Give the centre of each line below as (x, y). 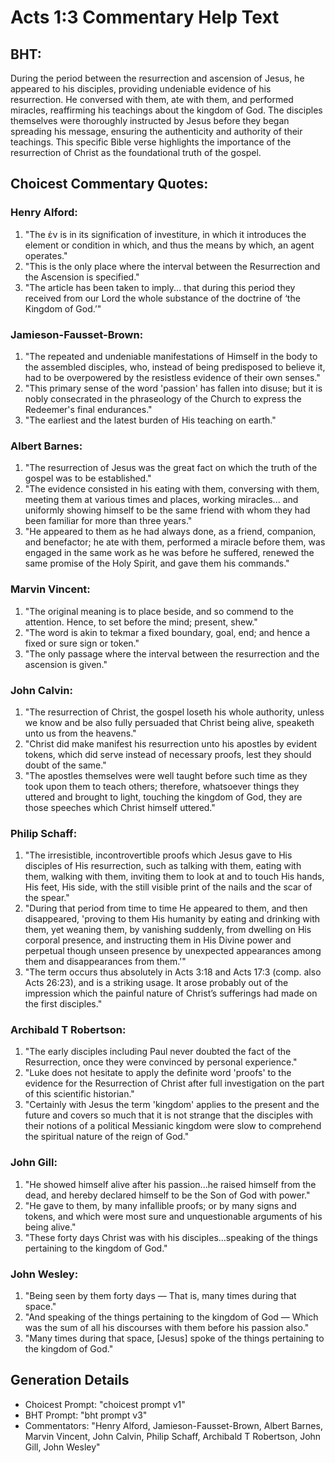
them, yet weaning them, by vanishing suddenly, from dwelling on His (168, 930)
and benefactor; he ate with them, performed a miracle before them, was (175, 542)
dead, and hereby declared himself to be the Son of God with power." (167, 1195)
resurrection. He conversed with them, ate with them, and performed (152, 99)
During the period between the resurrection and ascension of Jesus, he (157, 78)
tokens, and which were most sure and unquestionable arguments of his (173, 1216)
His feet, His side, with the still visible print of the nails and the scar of (168, 887)
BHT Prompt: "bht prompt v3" (86, 1415)
